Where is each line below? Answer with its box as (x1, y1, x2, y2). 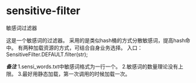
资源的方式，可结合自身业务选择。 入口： (43, 44, 143, 51)
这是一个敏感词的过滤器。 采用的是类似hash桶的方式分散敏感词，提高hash (6, 36, 185, 44)
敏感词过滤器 (6, 24, 37, 31)
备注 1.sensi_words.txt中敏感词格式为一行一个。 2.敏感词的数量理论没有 (6, 63, 178, 70)
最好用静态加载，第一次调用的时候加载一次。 (22, 70, 131, 77)
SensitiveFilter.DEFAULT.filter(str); (6, 51, 88, 58)
